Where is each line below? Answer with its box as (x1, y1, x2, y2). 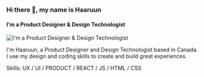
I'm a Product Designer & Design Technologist (6, 21, 125, 28)
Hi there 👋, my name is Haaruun (6, 5, 102, 14)
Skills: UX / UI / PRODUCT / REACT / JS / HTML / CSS (6, 64, 142, 72)
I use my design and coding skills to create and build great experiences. (6, 53, 188, 60)
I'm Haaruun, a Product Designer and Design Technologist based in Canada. (6, 46, 199, 54)
